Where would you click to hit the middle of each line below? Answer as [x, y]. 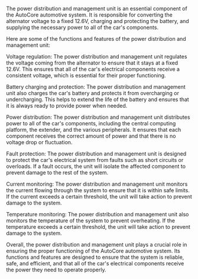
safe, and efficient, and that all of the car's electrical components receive [95, 263]
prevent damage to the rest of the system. [57, 173]
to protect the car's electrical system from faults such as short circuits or [95, 160]
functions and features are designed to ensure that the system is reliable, [95, 257]
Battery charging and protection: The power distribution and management [96, 87]
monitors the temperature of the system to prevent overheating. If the [91, 220]
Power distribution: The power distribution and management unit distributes [98, 117]
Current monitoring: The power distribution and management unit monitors [97, 184]
